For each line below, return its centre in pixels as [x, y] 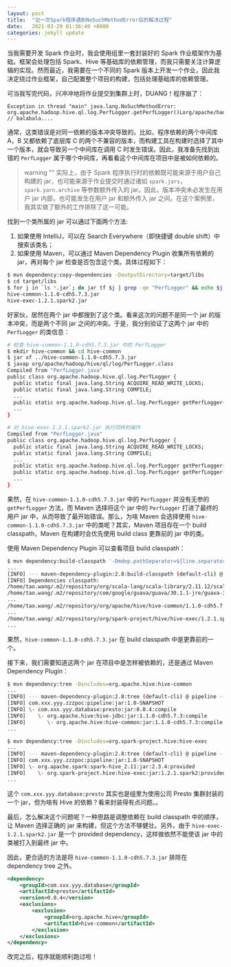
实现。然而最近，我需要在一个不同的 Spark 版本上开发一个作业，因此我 [119, 70]
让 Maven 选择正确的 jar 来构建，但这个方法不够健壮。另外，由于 [99, 825]
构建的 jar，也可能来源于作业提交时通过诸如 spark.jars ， [105, 181]
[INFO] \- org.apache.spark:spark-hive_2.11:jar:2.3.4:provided [101, 767]
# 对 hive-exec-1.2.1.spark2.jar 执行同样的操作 [74, 428]
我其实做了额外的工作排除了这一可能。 [78, 207]
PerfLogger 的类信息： [38, 332]
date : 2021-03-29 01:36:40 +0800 [58, 26]
